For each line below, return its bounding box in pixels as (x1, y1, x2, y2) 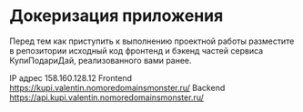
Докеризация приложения (9, 5, 224, 26)
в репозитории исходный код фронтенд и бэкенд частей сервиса (9, 45, 264, 56)
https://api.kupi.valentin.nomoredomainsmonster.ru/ (9, 92, 205, 103)
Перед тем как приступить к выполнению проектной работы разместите (9, 36, 295, 46)
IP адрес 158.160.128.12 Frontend (9, 72, 133, 83)
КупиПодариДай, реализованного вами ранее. (9, 55, 193, 66)
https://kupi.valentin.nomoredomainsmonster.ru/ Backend (9, 82, 226, 93)
